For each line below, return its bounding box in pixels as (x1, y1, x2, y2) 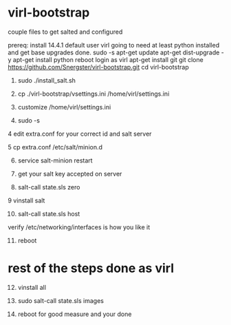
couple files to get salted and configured (8, 28, 123, 36)
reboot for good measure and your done (17, 310, 132, 318)
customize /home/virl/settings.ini (17, 103, 111, 111)
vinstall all (17, 283, 47, 291)
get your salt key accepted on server (17, 169, 122, 178)
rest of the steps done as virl (8, 260, 175, 276)
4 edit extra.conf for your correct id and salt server (8, 129, 152, 138)
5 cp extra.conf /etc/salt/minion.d (8, 143, 102, 151)
